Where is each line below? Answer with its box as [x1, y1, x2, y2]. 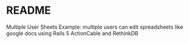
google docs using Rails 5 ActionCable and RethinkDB [6, 29, 139, 36]
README [6, 4, 51, 17]
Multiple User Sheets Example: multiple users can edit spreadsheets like [6, 23, 184, 30]
